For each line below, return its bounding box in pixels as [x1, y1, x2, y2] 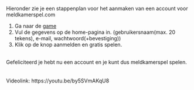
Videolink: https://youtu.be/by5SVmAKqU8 [6, 77, 110, 84]
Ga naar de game [14, 23, 57, 29]
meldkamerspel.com [6, 11, 56, 18]
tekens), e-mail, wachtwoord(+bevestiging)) [14, 35, 121, 41]
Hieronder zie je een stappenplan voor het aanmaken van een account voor [6, 5, 189, 12]
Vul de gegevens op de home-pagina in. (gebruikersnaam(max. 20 [14, 29, 176, 36]
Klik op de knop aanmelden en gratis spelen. [14, 41, 122, 48]
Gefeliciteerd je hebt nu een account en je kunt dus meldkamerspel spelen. [6, 58, 188, 65]
